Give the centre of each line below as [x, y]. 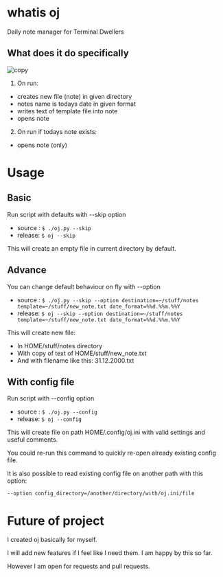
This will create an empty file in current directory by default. [92, 248]
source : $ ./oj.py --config [57, 412]
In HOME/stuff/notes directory [60, 346]
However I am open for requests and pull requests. [79, 566]
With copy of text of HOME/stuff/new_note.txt [82, 353]
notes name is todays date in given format [76, 104]
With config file [41, 382]
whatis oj [34, 13]
